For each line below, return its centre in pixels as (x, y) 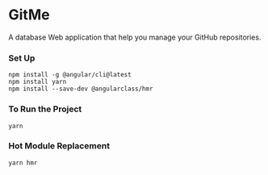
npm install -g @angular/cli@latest (70, 75)
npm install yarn (38, 82)
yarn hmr (23, 163)
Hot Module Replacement (59, 146)
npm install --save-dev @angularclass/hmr (81, 89)
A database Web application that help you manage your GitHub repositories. (135, 37)
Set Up (22, 58)
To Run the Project (45, 109)
